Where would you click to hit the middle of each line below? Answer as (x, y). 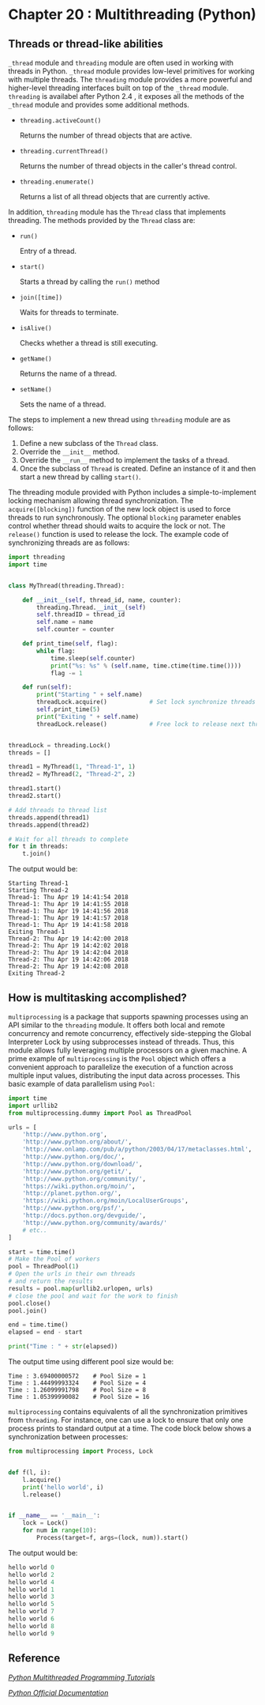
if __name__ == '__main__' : (54, 1516)
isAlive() (36, 328)
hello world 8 (32, 1626)
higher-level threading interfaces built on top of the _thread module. (119, 88)
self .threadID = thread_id (81, 614)
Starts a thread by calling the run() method (90, 282)
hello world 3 (32, 1597)
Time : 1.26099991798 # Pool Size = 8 (77, 1390)
